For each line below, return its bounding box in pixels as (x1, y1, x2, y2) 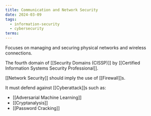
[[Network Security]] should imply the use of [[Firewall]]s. (5, 75, 126, 81)
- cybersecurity (10, 26, 44, 31)
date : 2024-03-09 (5, 12, 42, 17)
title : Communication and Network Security (5, 7, 98, 13)
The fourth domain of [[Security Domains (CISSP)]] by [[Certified (5, 60, 140, 66)
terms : (5, 31, 19, 36)
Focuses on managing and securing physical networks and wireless (5, 45, 146, 50)
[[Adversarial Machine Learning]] (12, 94, 82, 100)
